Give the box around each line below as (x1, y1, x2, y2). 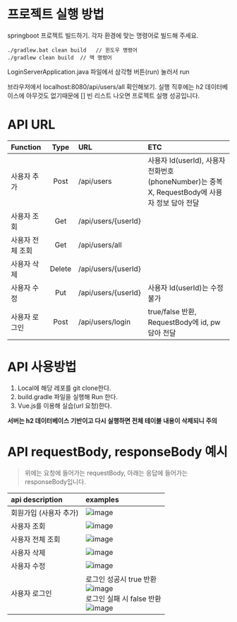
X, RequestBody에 (147, 187, 208, 197)
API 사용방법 (7, 359, 77, 375)
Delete (49, 263, 72, 273)
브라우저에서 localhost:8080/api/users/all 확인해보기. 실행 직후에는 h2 (7, 82, 204, 91)
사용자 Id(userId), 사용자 (147, 155, 226, 165)
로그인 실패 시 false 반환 (85, 594, 162, 604)
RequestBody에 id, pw (147, 317, 221, 327)
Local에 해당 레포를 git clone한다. (17, 384, 111, 392)
